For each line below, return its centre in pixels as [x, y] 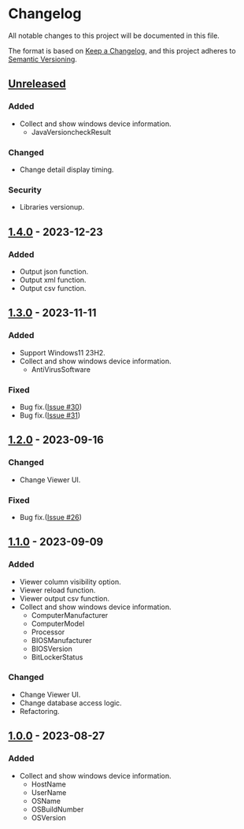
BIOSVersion [52, 649]
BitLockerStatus [57, 657]
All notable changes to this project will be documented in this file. [114, 35]
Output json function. [54, 271]
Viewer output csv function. [65, 598]
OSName [46, 801]
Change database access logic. [70, 703]
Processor [48, 632]
